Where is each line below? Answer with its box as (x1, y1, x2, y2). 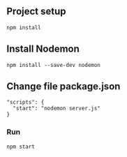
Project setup (6, 6, 67, 17)
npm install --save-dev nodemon (6, 61, 100, 68)
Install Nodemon (6, 43, 80, 55)
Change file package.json (6, 80, 121, 93)
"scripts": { (6, 99, 45, 106)
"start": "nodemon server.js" (13, 105, 100, 112)
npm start (6, 143, 36, 150)
